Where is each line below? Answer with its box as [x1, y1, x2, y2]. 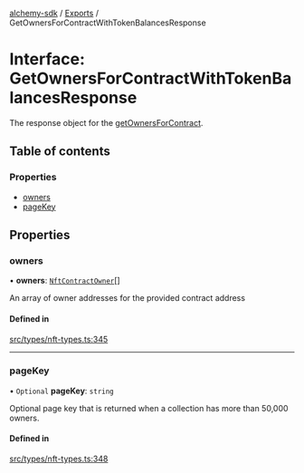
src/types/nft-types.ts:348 [9, 453, 109, 465]
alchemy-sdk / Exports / [9, 8, 100, 18]
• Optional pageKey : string [9, 385, 115, 396]
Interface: [9, 49, 86, 70]
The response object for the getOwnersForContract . [9, 117, 204, 128]
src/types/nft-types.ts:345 [9, 333, 109, 344]
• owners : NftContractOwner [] [9, 275, 120, 286]
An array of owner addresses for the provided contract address [9, 293, 246, 304]
